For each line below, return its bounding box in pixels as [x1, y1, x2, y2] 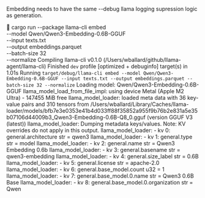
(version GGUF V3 [146, 113, 193, 121]
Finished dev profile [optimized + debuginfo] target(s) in [47, 63, 188, 70]
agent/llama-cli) [6, 63, 47, 70]
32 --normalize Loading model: [36, 81, 116, 88]
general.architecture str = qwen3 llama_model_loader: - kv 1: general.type [6, 133, 193, 140]
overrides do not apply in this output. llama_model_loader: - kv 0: [6, 127, 171, 134]
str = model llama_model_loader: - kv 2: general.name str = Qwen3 [6, 140, 176, 147]
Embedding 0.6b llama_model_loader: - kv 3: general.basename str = [6, 147, 181, 153]
